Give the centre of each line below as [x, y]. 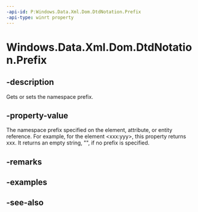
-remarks [24, 162]
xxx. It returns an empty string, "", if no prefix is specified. [78, 143]
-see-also [25, 203]
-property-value [37, 115]
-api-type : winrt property [40, 17]
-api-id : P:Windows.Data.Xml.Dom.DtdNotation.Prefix [74, 12]
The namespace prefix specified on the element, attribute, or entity [89, 130]
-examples [27, 182]
